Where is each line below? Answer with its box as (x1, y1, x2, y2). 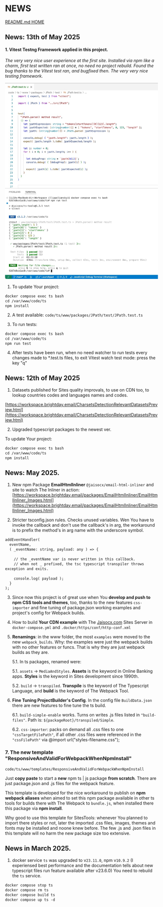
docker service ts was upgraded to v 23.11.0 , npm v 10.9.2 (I (12, 857, 133, 863)
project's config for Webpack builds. (12, 610, 85, 616)
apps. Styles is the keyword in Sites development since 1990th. (12, 673, 139, 679)
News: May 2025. (5, 469, 60, 477)
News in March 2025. (5, 844, 71, 853)
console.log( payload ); (14, 576, 64, 581)
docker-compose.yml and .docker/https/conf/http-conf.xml (12, 624, 131, 630)
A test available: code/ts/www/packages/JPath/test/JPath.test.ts (12, 312, 143, 318)
